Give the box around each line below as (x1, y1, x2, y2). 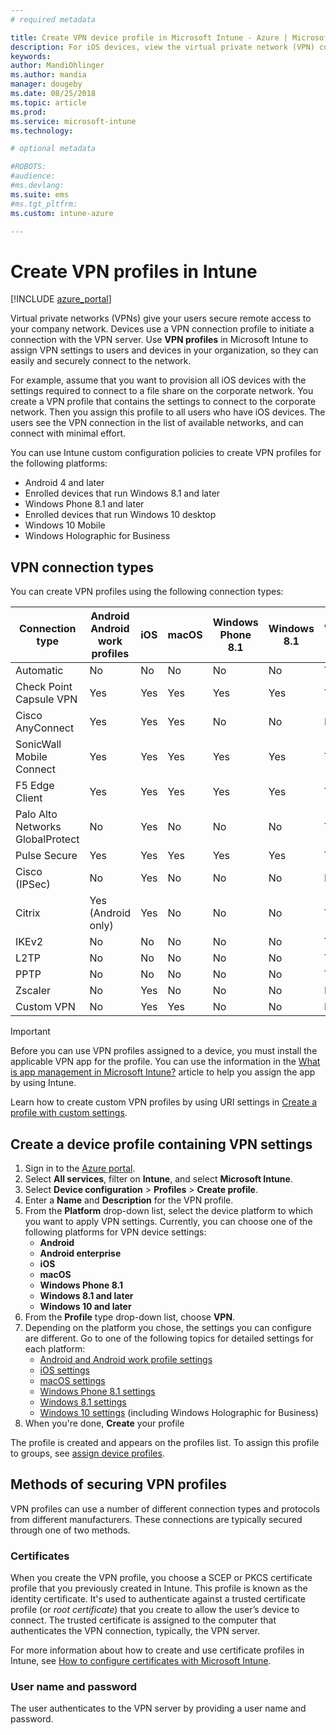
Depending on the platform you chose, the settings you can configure (24, 1321, 312, 1333)
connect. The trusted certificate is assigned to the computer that (10, 1614, 277, 1626)
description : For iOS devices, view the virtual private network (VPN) (10, 42, 315, 52)
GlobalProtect (15, 832, 80, 846)
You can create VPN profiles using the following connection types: (10, 586, 284, 598)
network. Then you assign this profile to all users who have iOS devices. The (10, 406, 326, 418)
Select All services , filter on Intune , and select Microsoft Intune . (24, 1172, 293, 1185)
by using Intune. (10, 1077, 77, 1089)
